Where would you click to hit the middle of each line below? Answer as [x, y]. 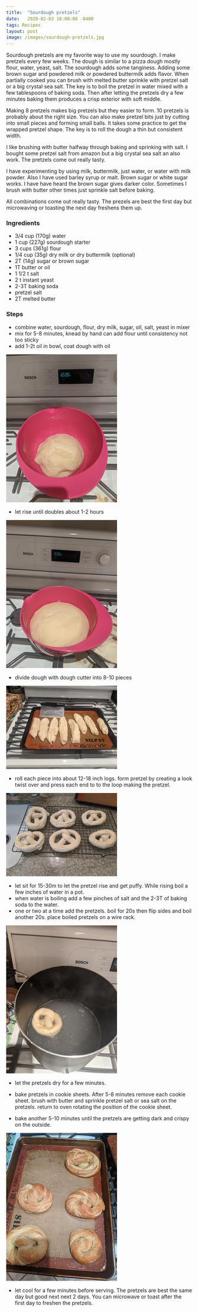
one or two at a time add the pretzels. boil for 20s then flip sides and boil [103, 911]
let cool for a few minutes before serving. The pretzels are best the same [103, 1290]
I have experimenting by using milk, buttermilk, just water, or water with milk [98, 171]
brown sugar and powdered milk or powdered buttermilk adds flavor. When [98, 74]
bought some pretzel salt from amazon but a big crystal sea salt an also [93, 153]
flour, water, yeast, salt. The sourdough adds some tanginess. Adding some [98, 67]
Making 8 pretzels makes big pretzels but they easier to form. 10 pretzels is [98, 111]
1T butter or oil [32, 267]
